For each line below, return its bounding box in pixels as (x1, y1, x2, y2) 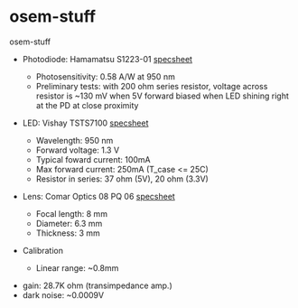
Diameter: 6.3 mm (35, 218, 103, 229)
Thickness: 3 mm (35, 228, 101, 238)
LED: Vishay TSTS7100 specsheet (22, 117, 149, 128)
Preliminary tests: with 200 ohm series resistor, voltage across (35, 80, 268, 91)
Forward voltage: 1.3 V (35, 145, 120, 155)
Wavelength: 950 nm (35, 135, 114, 145)
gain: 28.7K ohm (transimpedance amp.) (22, 280, 173, 291)
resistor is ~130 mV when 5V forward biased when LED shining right (35, 90, 289, 101)
